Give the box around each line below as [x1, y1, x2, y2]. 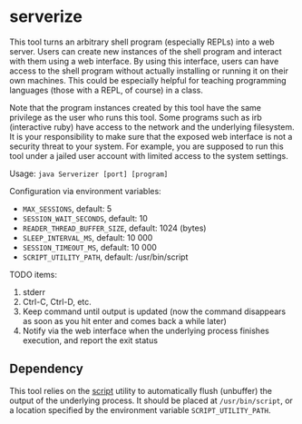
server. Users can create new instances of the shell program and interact [9, 45, 283, 56]
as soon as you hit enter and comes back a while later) [22, 315, 227, 326]
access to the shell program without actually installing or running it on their [9, 65, 288, 76]
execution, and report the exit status [22, 334, 159, 346]
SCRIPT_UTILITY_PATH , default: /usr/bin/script [22, 251, 189, 262]
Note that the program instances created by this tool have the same [9, 102, 261, 113]
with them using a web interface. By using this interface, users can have [9, 55, 279, 66]
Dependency [9, 361, 83, 377]
